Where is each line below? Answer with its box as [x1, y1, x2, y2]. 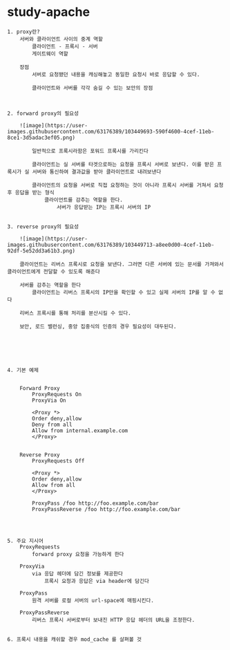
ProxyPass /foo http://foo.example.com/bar [32, 499, 159, 507]
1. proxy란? [7, 28, 40, 35]
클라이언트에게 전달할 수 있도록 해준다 [7, 268, 100, 275]
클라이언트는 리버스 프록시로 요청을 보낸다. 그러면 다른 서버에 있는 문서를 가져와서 [19, 261, 224, 268]
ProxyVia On [32, 397, 67, 404]
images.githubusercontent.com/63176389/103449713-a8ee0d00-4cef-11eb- [7, 241, 215, 248]
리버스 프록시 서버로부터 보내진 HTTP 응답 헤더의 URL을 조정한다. [32, 616, 195, 623]
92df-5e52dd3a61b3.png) [7, 247, 76, 254]
